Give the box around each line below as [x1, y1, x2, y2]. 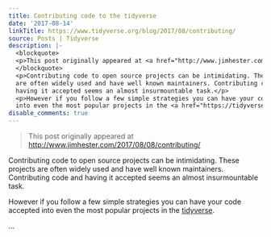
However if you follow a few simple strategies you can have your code [8, 197, 242, 206]
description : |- [8, 42, 63, 50]
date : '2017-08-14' [8, 19, 74, 27]
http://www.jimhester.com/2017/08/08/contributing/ [27, 140, 201, 149]
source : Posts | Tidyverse [8, 34, 99, 43]
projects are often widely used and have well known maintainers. [8, 164, 224, 173]
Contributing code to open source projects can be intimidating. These [8, 156, 240, 165]
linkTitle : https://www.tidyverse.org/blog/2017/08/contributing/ [8, 27, 236, 35]
